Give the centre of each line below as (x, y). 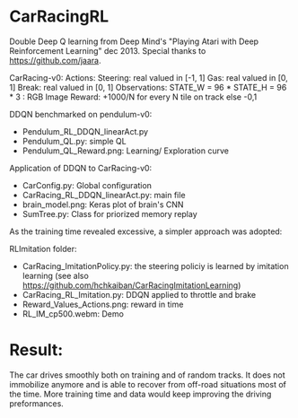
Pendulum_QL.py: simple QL (74, 141)
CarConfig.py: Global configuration (87, 185)
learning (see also (56, 275)
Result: (36, 350)
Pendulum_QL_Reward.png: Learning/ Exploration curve (125, 151)
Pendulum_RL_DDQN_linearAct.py (85, 131)
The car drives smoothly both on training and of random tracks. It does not (147, 375)
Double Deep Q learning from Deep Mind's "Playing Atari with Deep (134, 41)
